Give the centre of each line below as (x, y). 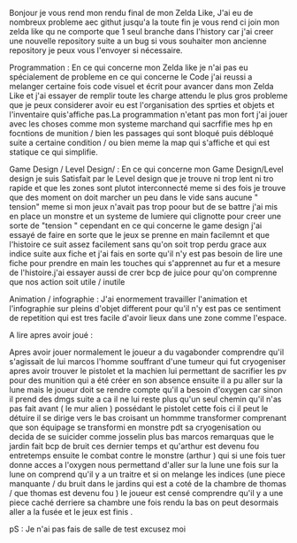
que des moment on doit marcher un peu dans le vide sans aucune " (134, 197)
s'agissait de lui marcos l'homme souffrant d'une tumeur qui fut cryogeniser (148, 361)
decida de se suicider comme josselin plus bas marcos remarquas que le (142, 436)
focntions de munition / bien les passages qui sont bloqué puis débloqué (141, 133)
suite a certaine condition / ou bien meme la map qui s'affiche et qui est (140, 142)
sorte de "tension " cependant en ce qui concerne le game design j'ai (136, 226)
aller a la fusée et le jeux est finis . (71, 512)
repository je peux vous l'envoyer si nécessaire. (96, 50)
